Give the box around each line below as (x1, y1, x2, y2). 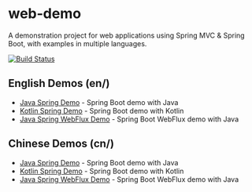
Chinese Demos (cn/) (8, 137, 114, 150)
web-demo (8, 5, 81, 23)
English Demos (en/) (8, 77, 110, 90)
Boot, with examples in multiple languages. (8, 38, 147, 48)
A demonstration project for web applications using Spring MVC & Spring (8, 31, 246, 40)
